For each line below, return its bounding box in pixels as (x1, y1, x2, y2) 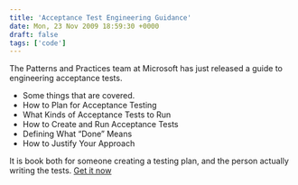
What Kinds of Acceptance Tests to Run (22, 109, 172, 120)
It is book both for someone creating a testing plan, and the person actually (9, 155, 289, 167)
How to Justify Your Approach (22, 138, 135, 149)
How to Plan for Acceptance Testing (22, 100, 157, 111)
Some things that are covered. (22, 90, 135, 101)
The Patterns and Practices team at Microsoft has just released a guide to (9, 63, 283, 74)
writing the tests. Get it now (9, 165, 112, 176)
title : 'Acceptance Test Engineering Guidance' (9, 13, 192, 23)
